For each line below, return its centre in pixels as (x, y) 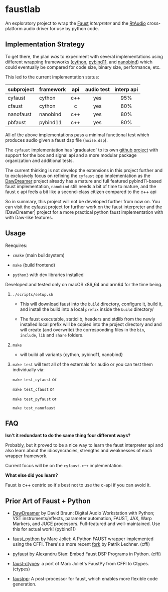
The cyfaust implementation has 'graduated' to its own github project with (82, 150)
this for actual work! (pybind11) (44, 529)
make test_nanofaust (34, 408)
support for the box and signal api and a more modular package (71, 155)
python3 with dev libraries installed (48, 275)
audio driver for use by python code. (61, 28)
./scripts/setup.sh (33, 294)
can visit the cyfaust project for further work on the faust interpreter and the (84, 207)
